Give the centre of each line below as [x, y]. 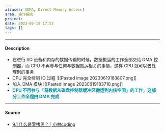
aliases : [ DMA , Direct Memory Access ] [45, 10]
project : [14, 19]
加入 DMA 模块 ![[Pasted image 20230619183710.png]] [67, 84]
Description [17, 48]
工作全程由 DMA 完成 [38, 97]
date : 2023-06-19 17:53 [29, 23]
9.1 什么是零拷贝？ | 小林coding [44, 124]
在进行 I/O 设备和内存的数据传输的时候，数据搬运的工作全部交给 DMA [82, 60]
